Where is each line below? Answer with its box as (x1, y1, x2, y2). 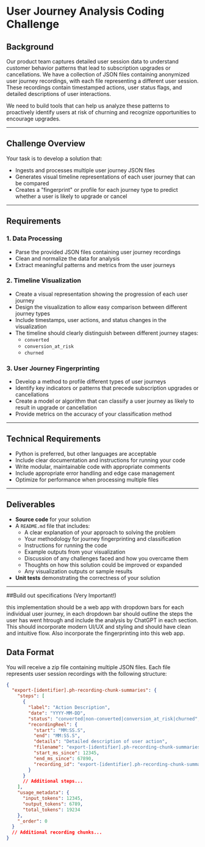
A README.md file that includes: (15, 522, 90, 529)
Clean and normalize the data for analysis (15, 255, 120, 262)
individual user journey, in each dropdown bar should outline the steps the (6, 610, 193, 617)
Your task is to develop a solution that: (6, 155, 103, 162)
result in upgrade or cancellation (15, 404, 97, 411)
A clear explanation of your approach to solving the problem (24, 529, 176, 536)
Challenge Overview (6, 139, 85, 149)
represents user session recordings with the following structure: (6, 670, 167, 677)
